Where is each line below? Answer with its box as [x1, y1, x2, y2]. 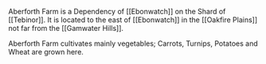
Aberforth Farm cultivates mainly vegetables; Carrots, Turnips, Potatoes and [8, 39, 258, 48]
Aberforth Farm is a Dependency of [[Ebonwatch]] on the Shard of [8, 7, 226, 16]
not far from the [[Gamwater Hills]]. [8, 24, 124, 32]
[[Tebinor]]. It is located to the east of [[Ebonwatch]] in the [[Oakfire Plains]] [8, 15, 258, 24]
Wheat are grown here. [8, 47, 84, 56]
